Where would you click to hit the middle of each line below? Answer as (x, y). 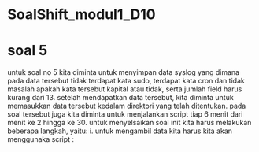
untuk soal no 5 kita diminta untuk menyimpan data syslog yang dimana (124, 72)
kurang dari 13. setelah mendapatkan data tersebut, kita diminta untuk (120, 98)
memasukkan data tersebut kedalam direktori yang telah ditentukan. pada (127, 106)
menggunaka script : (41, 139)
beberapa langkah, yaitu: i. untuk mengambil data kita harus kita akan (120, 131)
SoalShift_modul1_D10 (81, 15)
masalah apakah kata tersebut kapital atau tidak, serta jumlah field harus (125, 89)
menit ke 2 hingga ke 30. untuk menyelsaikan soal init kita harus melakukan (129, 123)
